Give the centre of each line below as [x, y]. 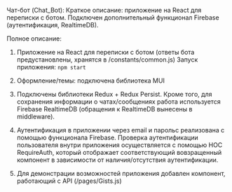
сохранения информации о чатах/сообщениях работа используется [119, 102]
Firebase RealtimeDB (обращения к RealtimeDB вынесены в [104, 109]
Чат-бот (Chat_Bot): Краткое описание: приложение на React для [104, 10]
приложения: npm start [51, 67]
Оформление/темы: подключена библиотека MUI [91, 81]
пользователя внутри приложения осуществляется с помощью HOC [120, 145]
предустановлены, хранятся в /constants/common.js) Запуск [107, 60]
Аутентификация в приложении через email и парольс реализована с [121, 130]
